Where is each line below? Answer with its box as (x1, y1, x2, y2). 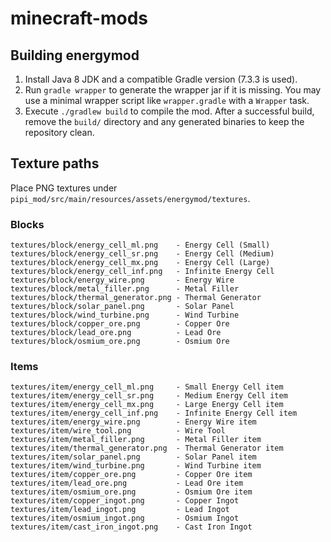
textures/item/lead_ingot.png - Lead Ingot (10, 505, 230, 515)
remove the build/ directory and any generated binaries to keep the (24, 116, 305, 127)
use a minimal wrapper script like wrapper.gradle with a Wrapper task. (24, 95, 310, 106)
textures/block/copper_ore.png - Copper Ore (10, 319, 230, 329)
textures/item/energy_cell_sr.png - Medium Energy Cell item (10, 391, 288, 401)
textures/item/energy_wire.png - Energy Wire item (10, 417, 257, 427)
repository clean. (24, 127, 95, 138)
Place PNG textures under (10, 182, 118, 194)
